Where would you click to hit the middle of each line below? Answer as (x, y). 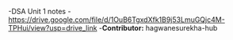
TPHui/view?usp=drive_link (53, 28)
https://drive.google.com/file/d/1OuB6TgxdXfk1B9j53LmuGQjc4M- (117, 20)
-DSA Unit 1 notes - (40, 11)
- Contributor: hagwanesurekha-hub (158, 28)
